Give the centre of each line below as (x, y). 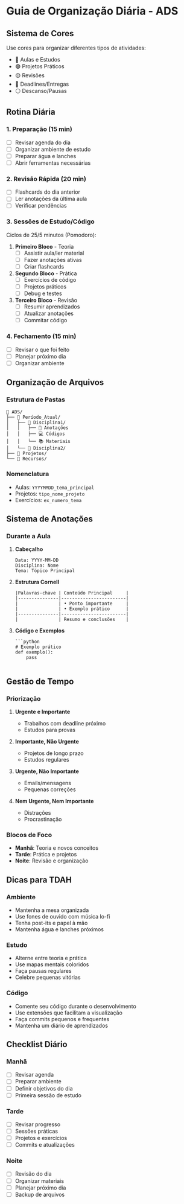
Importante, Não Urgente (47, 742)
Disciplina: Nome (37, 565)
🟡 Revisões (30, 75)
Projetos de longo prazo (54, 753)
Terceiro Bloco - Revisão (46, 301)
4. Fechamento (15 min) (41, 336)
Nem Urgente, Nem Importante (54, 801)
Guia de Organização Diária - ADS (92, 11)
